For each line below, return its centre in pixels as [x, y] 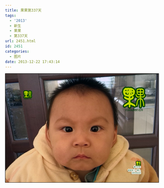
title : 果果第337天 [23, 10]
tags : [10, 15]
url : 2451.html [20, 41]
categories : [17, 51]
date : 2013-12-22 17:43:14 [32, 62]
